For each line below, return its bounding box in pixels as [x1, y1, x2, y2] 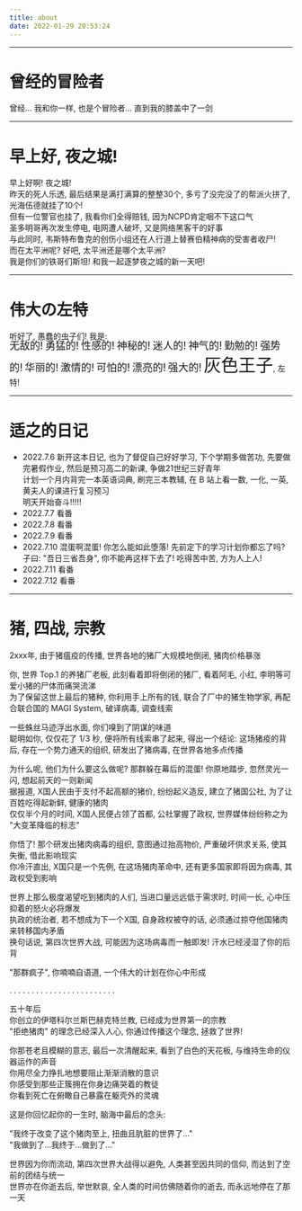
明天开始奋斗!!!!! [22, 496, 82, 508]
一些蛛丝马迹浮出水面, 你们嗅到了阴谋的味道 [9, 722, 172, 733]
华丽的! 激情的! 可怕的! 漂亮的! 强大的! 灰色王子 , [24, 354, 276, 376]
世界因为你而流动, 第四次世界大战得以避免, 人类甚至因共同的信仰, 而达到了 [9, 1159, 283, 1170]
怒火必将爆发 [32, 903, 81, 913]
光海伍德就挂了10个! [9, 200, 84, 211]
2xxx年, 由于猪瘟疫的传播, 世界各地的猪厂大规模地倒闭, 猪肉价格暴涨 [9, 650, 262, 661]
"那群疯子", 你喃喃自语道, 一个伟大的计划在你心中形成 [9, 967, 207, 978]
